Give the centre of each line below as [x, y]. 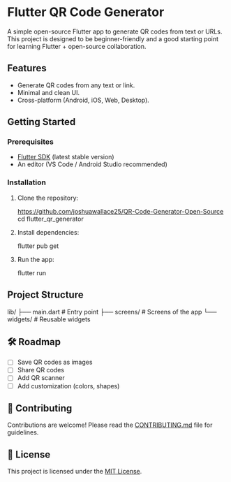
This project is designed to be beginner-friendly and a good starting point [113, 38]
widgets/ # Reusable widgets [49, 319]
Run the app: [36, 259]
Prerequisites [30, 142]
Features [27, 68]
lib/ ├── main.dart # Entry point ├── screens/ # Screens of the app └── [112, 312]
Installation [27, 182]
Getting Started [42, 122]
